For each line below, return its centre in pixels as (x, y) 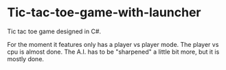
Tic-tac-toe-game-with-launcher (104, 13)
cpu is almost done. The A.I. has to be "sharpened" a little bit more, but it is (113, 52)
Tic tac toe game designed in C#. (54, 31)
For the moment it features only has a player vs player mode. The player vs (113, 44)
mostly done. (26, 58)
